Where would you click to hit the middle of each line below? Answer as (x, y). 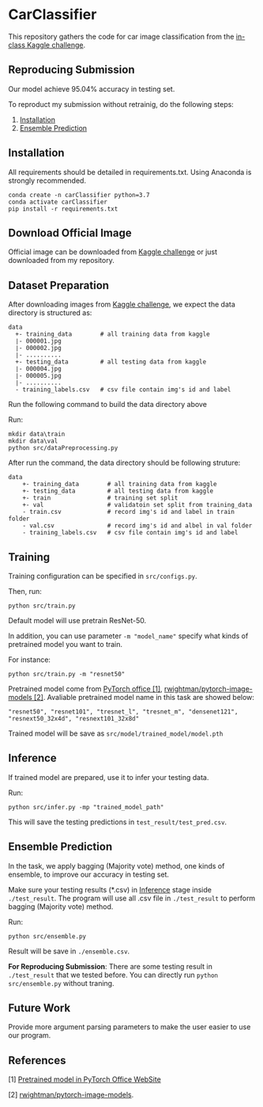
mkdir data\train (37, 434)
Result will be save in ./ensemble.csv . (69, 951)
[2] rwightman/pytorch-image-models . (71, 1095)
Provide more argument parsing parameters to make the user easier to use (130, 1027)
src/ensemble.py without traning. (61, 983)
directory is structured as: (50, 313)
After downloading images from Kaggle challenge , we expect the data (122, 304)
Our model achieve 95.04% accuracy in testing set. (92, 89)
